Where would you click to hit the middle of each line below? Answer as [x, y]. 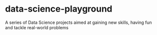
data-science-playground [59, 9]
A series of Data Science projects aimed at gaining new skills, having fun [78, 22]
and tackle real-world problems [37, 27]
